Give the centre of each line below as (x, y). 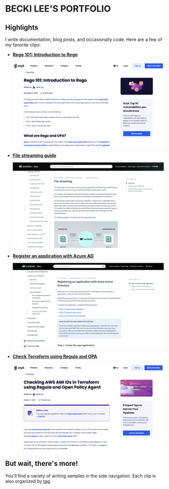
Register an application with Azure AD (53, 256)
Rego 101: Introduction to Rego (45, 54)
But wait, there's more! (42, 464)
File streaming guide (34, 155)
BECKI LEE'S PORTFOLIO (58, 9)
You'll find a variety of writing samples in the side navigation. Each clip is (80, 476)
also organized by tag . (28, 481)
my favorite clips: (23, 45)
